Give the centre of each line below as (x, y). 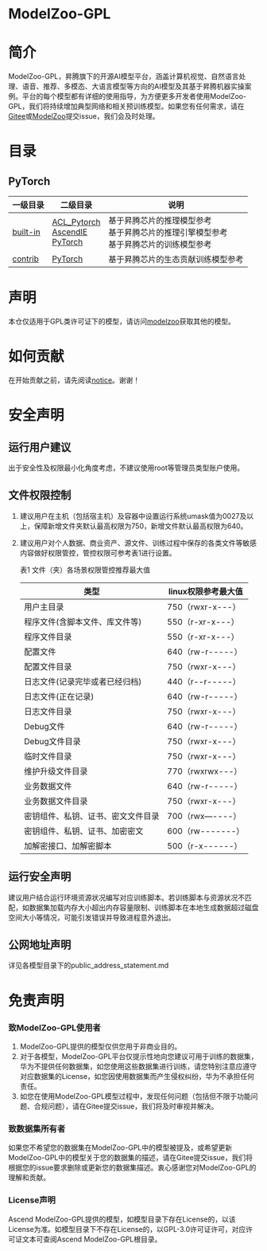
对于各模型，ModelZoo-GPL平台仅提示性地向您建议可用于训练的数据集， (139, 1056)
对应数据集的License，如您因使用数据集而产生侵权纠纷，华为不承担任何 (137, 1076)
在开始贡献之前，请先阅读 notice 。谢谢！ (74, 380)
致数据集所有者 (37, 1128)
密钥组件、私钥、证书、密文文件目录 (91, 816)
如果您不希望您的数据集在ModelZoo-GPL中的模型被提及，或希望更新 (120, 1147)
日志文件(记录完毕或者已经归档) (83, 681)
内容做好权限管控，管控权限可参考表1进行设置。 (98, 553)
